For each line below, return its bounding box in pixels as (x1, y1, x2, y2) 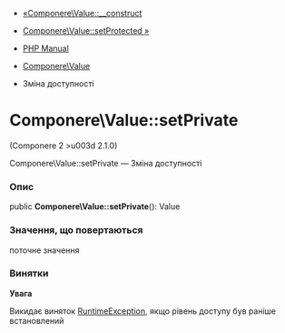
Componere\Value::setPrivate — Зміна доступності (9, 157, 202, 168)
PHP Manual (22, 43, 70, 54)
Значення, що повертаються (9, 224, 143, 237)
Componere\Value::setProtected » (22, 25, 150, 35)
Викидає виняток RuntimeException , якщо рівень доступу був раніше (9, 305, 277, 317)
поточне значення (9, 245, 80, 256)
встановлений (9, 315, 64, 326)
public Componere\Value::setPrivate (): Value (9, 201, 181, 212)
